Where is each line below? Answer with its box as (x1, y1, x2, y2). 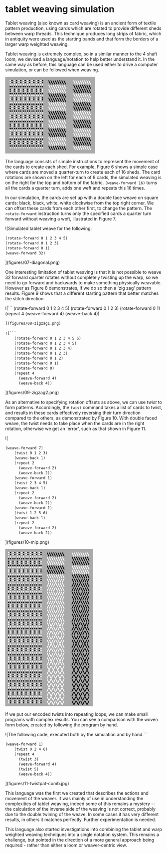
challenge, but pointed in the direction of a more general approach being (5, 837, 155, 843)
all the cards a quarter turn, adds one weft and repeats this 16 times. (5, 185, 146, 191)
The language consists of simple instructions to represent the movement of (5, 158, 160, 164)
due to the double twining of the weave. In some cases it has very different (5, 811, 159, 817)
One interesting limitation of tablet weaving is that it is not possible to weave (5, 269, 162, 275)
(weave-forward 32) (5, 250, 46, 255)
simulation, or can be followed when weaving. (5, 66, 100, 73)
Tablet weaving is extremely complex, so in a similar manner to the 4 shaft (5, 51, 158, 57)
